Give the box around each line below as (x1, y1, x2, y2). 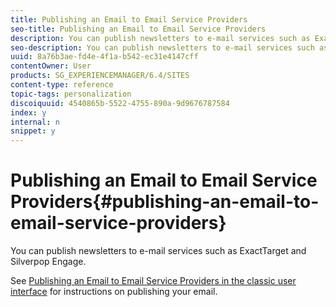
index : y (10, 107, 47, 118)
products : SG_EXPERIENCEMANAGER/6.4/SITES (10, 71, 190, 81)
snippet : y (10, 126, 56, 136)
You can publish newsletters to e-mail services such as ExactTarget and (10, 245, 307, 257)
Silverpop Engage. (10, 256, 87, 268)
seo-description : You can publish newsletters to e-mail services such (10, 42, 315, 53)
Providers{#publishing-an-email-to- (10, 191, 320, 213)
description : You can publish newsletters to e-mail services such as (10, 33, 311, 43)
